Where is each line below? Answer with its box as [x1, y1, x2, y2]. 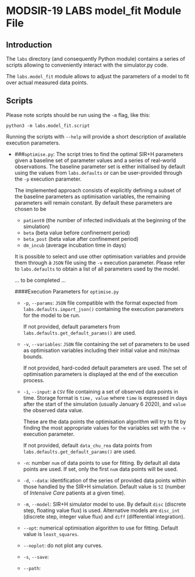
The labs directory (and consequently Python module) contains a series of [6, 56, 186, 62]
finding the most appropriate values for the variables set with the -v [23, 424, 186, 431]
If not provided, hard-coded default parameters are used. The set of [23, 364, 187, 371]
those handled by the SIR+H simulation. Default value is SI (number [23, 483, 186, 490]
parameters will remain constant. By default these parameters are [14, 199, 172, 206]
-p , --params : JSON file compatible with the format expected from [23, 299, 178, 306]
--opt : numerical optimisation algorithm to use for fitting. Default [23, 524, 179, 531]
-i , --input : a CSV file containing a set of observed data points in [23, 388, 178, 395]
